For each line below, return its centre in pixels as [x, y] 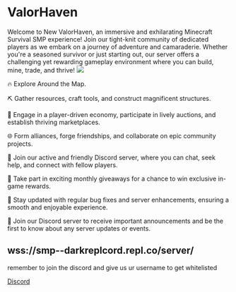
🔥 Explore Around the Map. [47, 84]
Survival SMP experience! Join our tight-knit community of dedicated [108, 39]
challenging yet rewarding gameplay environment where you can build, [111, 61]
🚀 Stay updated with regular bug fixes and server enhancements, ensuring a [118, 200]
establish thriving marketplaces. [54, 122]
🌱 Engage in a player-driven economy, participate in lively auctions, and [112, 114]
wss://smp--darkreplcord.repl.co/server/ [101, 251]
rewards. [38, 186]
